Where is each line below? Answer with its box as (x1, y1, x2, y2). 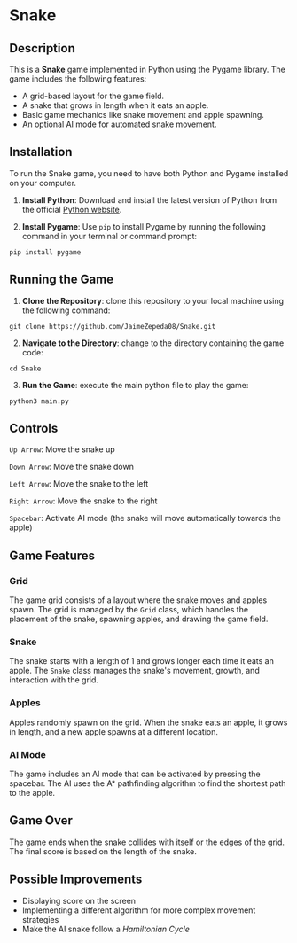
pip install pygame (9, 247, 82, 257)
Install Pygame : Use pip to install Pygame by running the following (21, 221, 266, 231)
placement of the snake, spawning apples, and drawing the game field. (9, 613, 269, 625)
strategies (21, 914, 59, 924)
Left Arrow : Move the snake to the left (9, 479, 149, 489)
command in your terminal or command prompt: (21, 230, 198, 241)
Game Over (9, 813, 74, 829)
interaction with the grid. (9, 674, 99, 685)
